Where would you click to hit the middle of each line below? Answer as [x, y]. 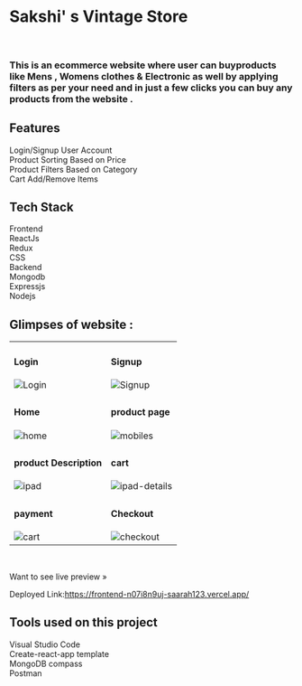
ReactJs [24, 239]
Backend [26, 268]
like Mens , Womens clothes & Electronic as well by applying [144, 76]
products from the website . [71, 99]
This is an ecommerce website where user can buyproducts [143, 65]
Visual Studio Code [45, 644]
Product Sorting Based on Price [68, 159]
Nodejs [23, 296]
